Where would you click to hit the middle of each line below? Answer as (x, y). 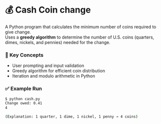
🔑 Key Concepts (24, 55)
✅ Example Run (24, 89)
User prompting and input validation (48, 66)
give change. (18, 32)
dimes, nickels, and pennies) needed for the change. (58, 42)
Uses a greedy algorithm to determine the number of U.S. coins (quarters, (80, 37)
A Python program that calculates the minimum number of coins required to (81, 27)
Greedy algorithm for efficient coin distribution (59, 71)
